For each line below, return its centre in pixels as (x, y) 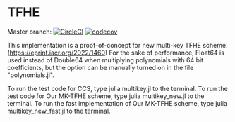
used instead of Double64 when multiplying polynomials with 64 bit (105, 60)
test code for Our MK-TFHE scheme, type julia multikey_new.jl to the (106, 96)
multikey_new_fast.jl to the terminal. (59, 111)
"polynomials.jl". (31, 75)
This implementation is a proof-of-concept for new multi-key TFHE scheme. (117, 45)
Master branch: (29, 32)
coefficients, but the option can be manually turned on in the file (101, 67)
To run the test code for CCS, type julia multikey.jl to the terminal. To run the (117, 88)
